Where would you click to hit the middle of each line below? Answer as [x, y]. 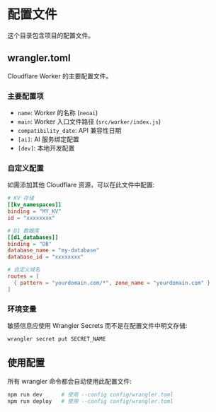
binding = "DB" [30, 244]
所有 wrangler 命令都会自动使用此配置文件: [70, 381]
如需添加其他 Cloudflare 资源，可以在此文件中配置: [81, 185]
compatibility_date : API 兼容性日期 [69, 131]
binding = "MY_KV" [34, 212]
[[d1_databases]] [33, 237]
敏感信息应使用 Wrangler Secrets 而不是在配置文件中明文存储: [97, 326]
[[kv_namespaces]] [34, 205]
